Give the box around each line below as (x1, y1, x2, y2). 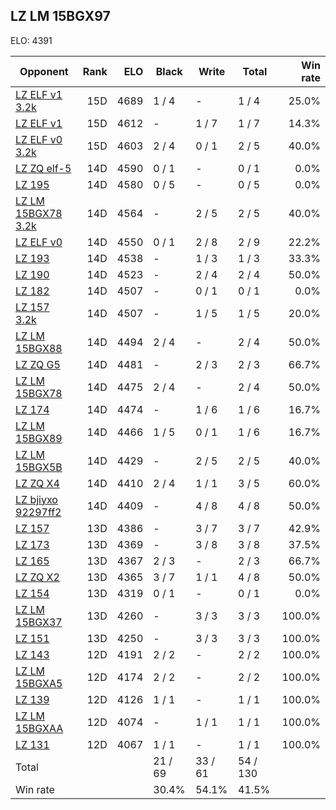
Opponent (19, 64, 69, 78)
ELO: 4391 (10, 34, 53, 46)
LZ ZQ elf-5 (15, 161, 72, 175)
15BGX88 (15, 341, 63, 355)
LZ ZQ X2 (15, 570, 60, 584)
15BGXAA (15, 721, 64, 735)
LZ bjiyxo (15, 492, 58, 506)
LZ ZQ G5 (15, 357, 61, 371)
